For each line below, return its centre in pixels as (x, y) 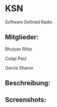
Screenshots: (26, 99)
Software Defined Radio (29, 22)
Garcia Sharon (19, 68)
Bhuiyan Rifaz (19, 49)
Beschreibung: (28, 83)
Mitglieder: (22, 37)
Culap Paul (16, 58)
